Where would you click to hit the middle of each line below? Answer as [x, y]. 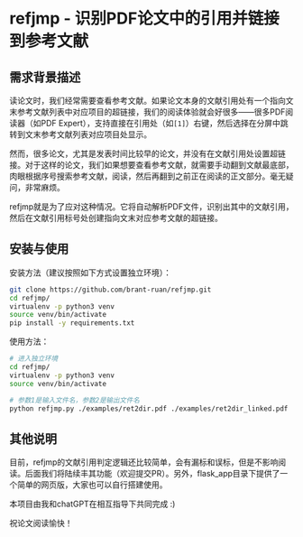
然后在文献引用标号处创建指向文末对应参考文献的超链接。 [116, 218]
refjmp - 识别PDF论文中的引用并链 [137, 19]
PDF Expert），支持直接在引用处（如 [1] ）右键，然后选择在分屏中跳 [164, 123]
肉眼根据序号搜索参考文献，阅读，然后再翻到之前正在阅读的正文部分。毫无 [147, 176]
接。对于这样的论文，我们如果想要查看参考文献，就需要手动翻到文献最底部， [151, 165]
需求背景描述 [45, 77]
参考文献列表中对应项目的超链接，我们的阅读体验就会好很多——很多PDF [151, 112]
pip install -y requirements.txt [72, 323]
